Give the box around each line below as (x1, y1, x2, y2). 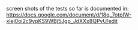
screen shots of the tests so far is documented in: (6, 5, 129, 12)
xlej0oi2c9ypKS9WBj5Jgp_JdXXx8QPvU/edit (6, 18, 118, 24)
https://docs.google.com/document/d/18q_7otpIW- (6, 11, 132, 18)
